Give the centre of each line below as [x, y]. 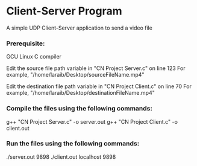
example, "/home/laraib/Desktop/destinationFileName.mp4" [80, 93]
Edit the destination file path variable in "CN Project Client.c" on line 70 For [99, 86]
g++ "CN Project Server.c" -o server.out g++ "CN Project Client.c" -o [92, 121]
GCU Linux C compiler [34, 57]
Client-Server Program [64, 11]
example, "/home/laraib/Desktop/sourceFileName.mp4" [75, 75]
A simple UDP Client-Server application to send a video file [79, 28]
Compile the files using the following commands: [79, 109]
